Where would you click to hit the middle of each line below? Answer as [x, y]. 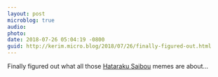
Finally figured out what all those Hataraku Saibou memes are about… [108, 66]
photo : [17, 33]
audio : [17, 27]
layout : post [26, 14]
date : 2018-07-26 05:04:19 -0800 [56, 40]
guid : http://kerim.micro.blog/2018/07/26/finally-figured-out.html [109, 46]
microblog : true [31, 20]
